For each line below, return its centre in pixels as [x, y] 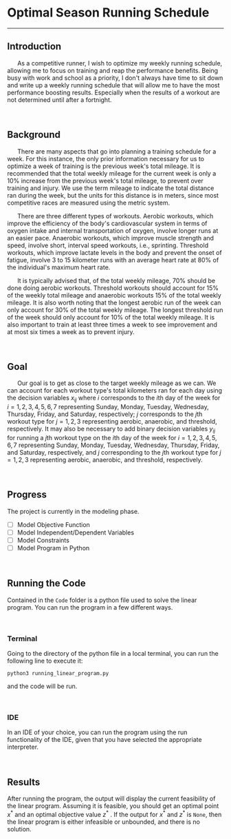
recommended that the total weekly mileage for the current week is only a [112, 173]
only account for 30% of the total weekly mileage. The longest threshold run [115, 310]
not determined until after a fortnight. [59, 100]
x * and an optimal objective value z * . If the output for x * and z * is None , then [114, 814]
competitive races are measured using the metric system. [89, 203]
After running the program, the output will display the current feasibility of [111, 799]
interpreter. [23, 747]
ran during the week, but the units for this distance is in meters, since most [113, 195]
